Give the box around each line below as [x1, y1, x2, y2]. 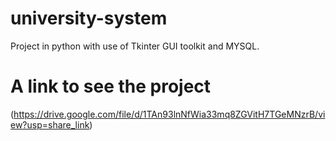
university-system [10, 7, 168, 30]
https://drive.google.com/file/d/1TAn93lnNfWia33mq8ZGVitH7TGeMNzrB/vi [13, 108, 326, 120]
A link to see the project [10, 75, 212, 98]
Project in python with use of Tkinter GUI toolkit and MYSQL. [10, 40, 260, 52]
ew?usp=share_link [10, 118, 90, 131]
